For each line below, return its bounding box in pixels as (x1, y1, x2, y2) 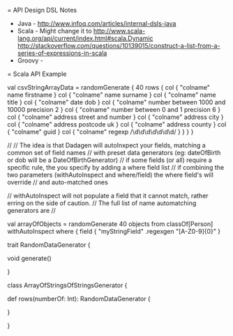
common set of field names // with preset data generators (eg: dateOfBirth (7, 149, 221, 157)
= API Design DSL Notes (7, 6, 77, 14)
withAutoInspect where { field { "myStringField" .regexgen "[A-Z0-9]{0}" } (7, 227, 221, 235)
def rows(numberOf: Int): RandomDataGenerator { (7, 295, 151, 303)
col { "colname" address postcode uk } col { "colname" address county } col (7, 120, 227, 128)
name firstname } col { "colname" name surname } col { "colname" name (7, 90, 216, 99)
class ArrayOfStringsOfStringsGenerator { (7, 281, 128, 289)
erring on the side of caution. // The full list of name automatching (7, 199, 197, 207)
